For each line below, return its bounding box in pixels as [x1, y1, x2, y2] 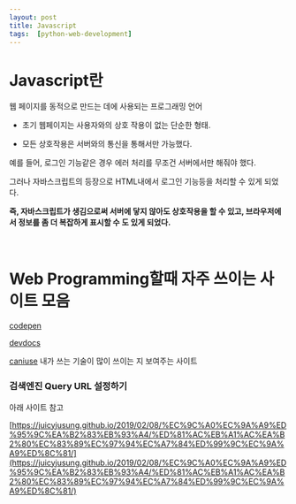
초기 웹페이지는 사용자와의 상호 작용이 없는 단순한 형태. [21, 120, 211, 131]
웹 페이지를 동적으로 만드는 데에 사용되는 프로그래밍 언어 [9, 101, 203, 111]
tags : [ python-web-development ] [9, 29, 133, 38]
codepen [9, 320, 42, 332]
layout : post [9, 12, 57, 22]
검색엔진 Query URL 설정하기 [9, 380, 128, 393]
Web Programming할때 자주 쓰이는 [9, 269, 257, 288]
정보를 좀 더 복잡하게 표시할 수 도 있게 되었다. [18, 218, 171, 228]
